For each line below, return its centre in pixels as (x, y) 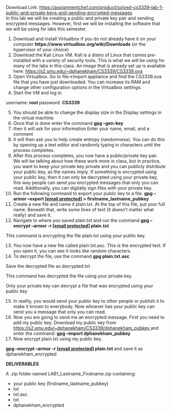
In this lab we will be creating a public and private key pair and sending (80, 18)
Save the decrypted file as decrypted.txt (48, 266)
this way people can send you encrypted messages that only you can (86, 183)
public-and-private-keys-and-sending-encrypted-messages (69, 13)
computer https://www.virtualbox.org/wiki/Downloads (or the (79, 44)
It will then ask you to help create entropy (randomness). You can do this (89, 139)
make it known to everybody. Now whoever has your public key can (84, 306)
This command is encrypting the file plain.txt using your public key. (76, 235)
